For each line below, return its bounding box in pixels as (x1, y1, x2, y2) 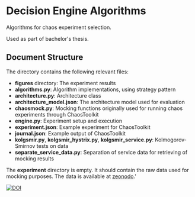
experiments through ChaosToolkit (14, 111, 99, 118)
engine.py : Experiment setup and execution (14, 117, 123, 124)
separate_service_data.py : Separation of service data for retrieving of (14, 148, 188, 156)
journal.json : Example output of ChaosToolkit (14, 130, 126, 137)
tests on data (36, 142, 69, 149)
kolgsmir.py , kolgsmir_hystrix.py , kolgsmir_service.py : (14, 136, 154, 143)
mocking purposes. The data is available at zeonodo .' (6, 173, 136, 180)
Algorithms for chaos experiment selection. (6, 24, 111, 31)
